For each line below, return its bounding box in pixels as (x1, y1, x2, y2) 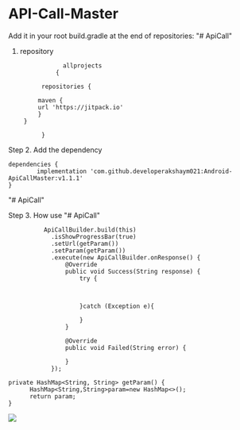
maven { (37, 96, 64, 104)
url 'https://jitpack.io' (37, 103, 124, 111)
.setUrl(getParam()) (50, 240, 119, 248)
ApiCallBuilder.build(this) (43, 225, 137, 234)
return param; (29, 392, 77, 401)
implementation (37, 167, 87, 175)
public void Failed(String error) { (64, 344, 187, 351)
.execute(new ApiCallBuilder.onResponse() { (50, 253, 201, 262)
